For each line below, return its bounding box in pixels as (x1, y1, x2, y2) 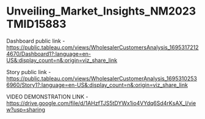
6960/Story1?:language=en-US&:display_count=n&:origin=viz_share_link (6, 81, 188, 89)
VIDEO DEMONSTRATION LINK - (6, 93, 88, 100)
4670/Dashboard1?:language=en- (6, 50, 92, 57)
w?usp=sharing (6, 106, 46, 113)
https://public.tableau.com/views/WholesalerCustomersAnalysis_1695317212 (6, 44, 199, 51)
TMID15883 (6, 17, 67, 31)
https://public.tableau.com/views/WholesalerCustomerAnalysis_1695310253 (6, 75, 197, 82)
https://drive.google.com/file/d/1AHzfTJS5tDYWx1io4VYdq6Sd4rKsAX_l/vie (6, 99, 196, 107)
